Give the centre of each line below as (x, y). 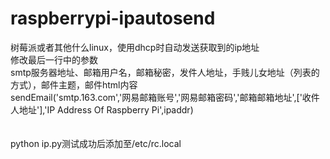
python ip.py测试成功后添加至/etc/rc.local (96, 143)
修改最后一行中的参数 (54, 59)
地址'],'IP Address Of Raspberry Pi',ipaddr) (106, 109)
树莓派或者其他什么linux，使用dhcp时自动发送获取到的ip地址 (135, 47)
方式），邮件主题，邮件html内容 (74, 84)
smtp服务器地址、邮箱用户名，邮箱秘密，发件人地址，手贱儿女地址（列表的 (165, 72)
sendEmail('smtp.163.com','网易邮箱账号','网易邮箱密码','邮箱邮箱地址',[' (156, 97)
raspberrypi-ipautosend (113, 18)
